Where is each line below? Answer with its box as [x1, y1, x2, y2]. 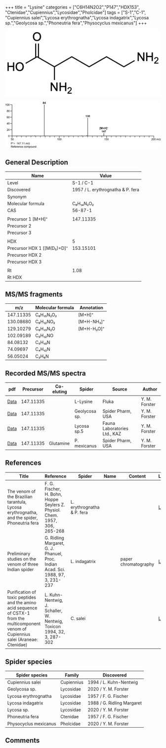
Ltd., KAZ [102, 431, 122, 437]
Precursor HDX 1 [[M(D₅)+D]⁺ [7, 245, 68, 251]
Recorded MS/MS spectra [5, 369, 86, 377]
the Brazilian [7, 494, 33, 500]
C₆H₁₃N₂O [35, 326, 55, 332]
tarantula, [7, 499, 27, 505]
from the [7, 616, 25, 622]
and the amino [7, 600, 37, 606]
